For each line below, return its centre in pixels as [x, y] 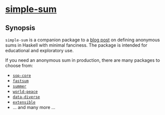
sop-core [22, 76]
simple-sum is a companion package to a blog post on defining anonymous [82, 40]
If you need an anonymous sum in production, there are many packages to [83, 60]
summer [19, 86]
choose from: [19, 66]
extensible [24, 102]
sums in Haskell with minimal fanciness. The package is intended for [76, 45]
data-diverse [26, 97]
